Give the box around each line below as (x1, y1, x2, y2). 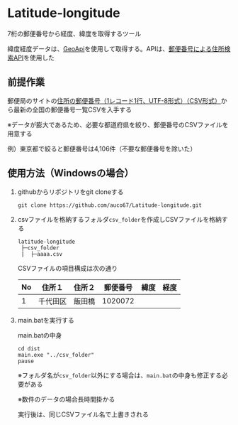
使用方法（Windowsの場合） (7, 167, 134, 179)
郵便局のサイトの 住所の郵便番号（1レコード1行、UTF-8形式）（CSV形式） (7, 96, 222, 104)
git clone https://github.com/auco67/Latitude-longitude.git (17, 201, 203, 209)
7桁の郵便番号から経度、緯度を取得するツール (7, 29, 142, 38)
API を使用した (13, 53, 55, 62)
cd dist (17, 345, 40, 353)
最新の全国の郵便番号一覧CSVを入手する (13, 105, 132, 114)
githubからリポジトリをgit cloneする (17, 187, 124, 196)
